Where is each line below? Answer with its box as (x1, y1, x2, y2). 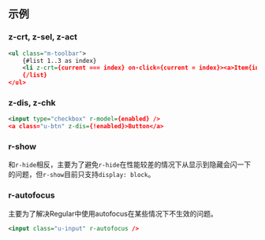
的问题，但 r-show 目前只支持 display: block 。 (8, 170, 155, 179)
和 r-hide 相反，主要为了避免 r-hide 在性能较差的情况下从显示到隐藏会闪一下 (8, 160, 251, 169)
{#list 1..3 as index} (22, 57, 97, 65)
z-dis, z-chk (8, 97, 57, 108)
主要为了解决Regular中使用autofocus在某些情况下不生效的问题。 (8, 209, 218, 218)
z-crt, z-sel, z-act (8, 31, 77, 42)
